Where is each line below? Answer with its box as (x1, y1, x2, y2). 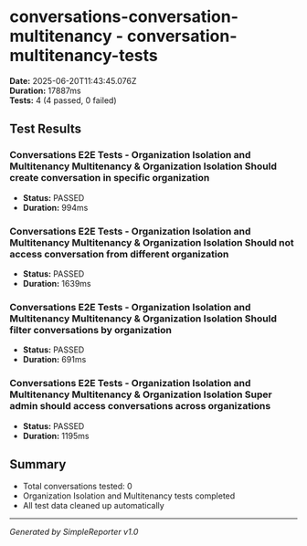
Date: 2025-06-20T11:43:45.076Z (9, 75, 137, 86)
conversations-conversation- (9, 6, 239, 27)
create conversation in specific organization (9, 172, 210, 184)
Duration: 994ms (22, 202, 89, 213)
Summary (9, 457, 67, 472)
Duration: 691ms (22, 354, 87, 365)
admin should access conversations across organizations (9, 400, 271, 413)
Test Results (9, 121, 82, 137)
